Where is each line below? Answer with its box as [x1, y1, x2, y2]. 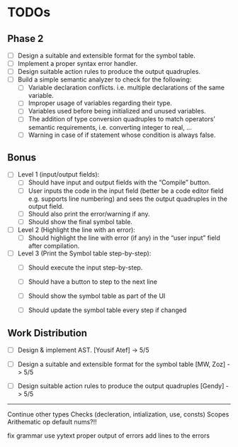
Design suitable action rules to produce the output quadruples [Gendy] [17, 382, 225, 390]
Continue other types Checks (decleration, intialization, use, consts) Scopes [7, 410, 229, 419]
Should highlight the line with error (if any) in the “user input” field [28, 233, 221, 242]
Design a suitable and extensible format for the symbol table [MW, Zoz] [17, 360, 226, 368]
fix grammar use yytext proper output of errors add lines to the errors [7, 431, 210, 440]
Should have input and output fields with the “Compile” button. [28, 178, 211, 187]
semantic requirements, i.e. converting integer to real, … [28, 123, 193, 131]
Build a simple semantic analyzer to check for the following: [17, 75, 192, 84]
